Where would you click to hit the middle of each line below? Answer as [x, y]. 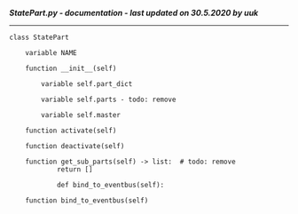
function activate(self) [71, 131]
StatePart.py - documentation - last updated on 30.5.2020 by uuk [134, 13]
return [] [74, 170]
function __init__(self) [71, 68]
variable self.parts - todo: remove [109, 99]
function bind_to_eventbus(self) [87, 201]
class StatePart [39, 37]
